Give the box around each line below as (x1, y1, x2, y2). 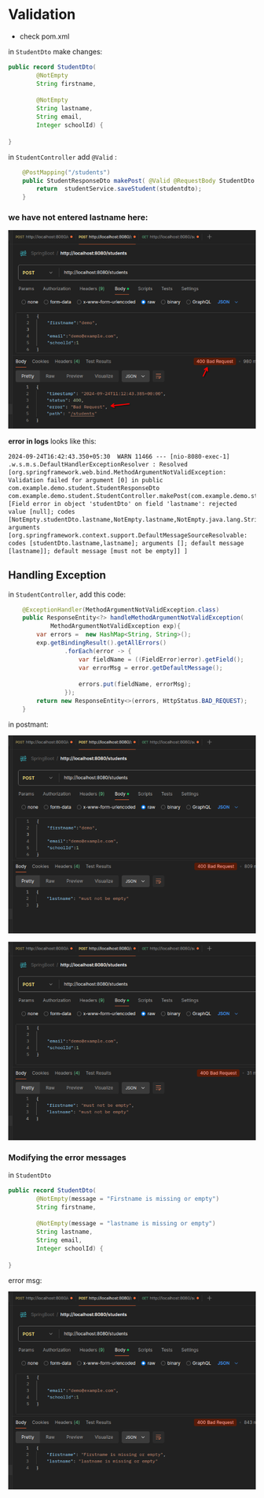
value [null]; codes (8, 507, 76, 515)
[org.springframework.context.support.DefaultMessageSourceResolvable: (8, 531, 247, 539)
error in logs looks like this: (8, 436, 97, 446)
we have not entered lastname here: (8, 212, 148, 223)
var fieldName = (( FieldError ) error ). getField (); (78, 656, 244, 664)
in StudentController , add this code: (8, 589, 126, 599)
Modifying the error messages (8, 1152, 127, 1163)
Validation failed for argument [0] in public (8, 476, 163, 484)
